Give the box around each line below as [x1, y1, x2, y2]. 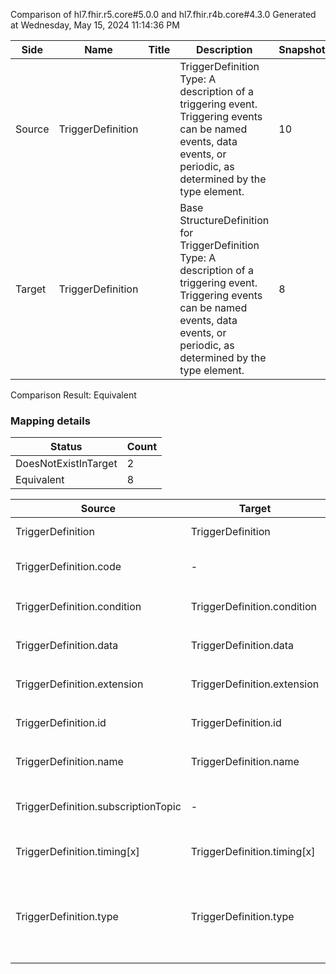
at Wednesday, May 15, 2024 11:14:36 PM [10, 19, 180, 31]
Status [50, 440, 83, 454]
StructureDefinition [179, 214, 270, 227]
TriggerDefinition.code [15, 560, 122, 574]
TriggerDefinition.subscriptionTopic [15, 800, 182, 814]
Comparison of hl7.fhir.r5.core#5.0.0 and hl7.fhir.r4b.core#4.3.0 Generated [10, 9, 317, 20]
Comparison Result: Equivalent [10, 389, 137, 401]
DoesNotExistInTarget [15, 457, 118, 471]
